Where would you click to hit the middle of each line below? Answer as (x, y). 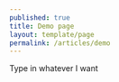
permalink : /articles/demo (60, 43)
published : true (40, 18)
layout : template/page (52, 34)
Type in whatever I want (54, 68)
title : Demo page (42, 26)
